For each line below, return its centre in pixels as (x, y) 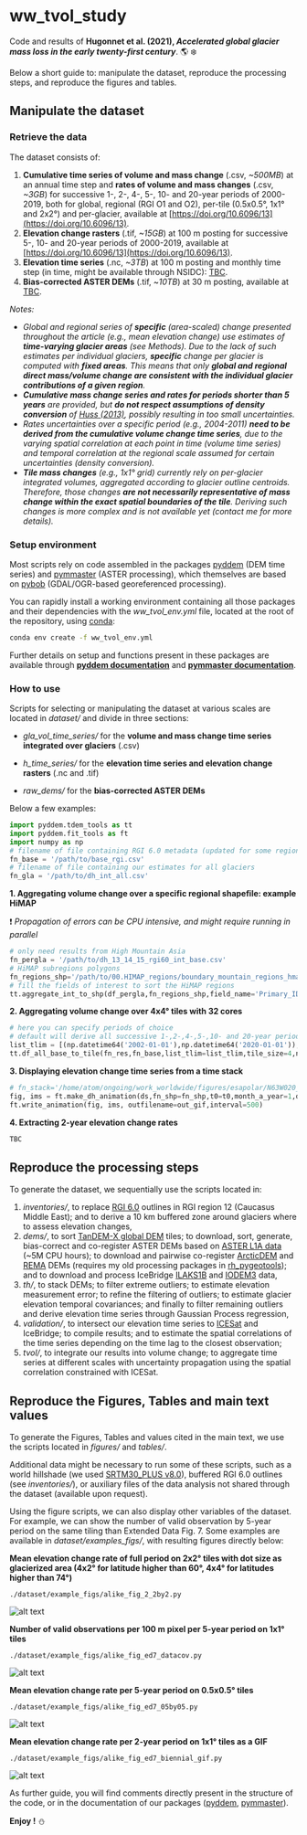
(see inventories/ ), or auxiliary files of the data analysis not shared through (150, 1484)
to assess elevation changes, (77, 1226)
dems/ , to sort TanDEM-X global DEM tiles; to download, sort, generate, (158, 1236)
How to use (35, 688)
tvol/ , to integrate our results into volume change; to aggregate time (150, 1352)
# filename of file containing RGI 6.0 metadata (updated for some (141, 851)
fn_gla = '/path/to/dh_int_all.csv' (79, 876)
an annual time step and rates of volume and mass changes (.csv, (148, 185)
